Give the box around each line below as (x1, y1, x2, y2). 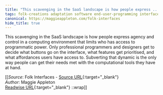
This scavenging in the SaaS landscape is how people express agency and (5, 34, 154, 40)
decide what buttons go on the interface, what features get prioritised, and (5, 49, 154, 55)
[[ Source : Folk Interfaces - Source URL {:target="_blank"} (5, 74, 119, 80)
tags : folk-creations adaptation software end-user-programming (5, 12, 138, 16)
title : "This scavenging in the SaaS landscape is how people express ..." (5, 7, 162, 12)
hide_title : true (5, 20, 40, 26)
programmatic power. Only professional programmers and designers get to (5, 44, 155, 50)
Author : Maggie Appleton (5, 79, 56, 85)
